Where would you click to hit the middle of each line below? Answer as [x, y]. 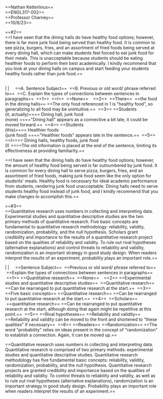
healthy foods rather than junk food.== [44, 74]
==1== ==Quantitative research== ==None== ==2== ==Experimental [79, 278]
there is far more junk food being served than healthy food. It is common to [80, 43]
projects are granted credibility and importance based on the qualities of [78, 370]
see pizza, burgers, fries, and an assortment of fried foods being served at [80, 48]
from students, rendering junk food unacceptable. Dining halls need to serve [81, 186]
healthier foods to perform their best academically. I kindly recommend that [81, 63]
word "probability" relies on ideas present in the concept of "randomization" [81, 330]
